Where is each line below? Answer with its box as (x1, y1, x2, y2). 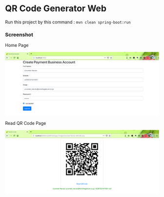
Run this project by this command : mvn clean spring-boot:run (5, 19, 131, 25)
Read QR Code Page (5, 120, 46, 126)
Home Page (5, 42, 29, 48)
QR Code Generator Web (5, 3, 106, 14)
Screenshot (5, 31, 33, 38)
